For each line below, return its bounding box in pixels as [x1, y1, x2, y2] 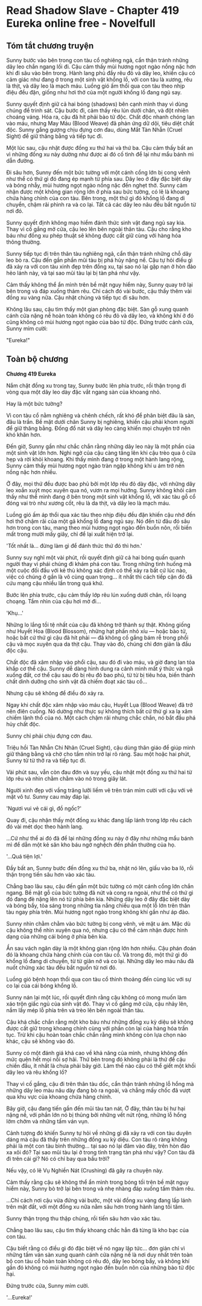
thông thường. [6, 238, 42, 245]
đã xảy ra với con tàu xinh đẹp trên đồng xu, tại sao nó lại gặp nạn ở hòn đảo [6, 263, 197, 270]
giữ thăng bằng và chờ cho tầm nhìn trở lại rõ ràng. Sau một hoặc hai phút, [6, 750, 191, 758]
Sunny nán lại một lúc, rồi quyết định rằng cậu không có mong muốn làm [6, 993, 187, 1001]
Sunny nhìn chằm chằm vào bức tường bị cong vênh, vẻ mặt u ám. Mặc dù [6, 920, 191, 927]
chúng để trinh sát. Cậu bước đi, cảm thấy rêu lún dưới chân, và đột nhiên [6, 107, 189, 114]
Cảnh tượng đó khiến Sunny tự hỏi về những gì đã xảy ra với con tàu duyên [6, 1129, 192, 1137]
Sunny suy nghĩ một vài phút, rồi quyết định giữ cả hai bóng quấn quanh [6, 554, 185, 561]
